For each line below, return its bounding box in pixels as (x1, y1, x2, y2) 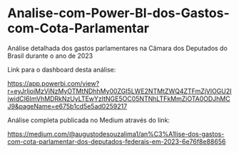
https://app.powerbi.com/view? (7, 79, 100, 87)
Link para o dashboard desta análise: (7, 65, 116, 74)
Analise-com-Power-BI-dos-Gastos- (7, 5, 230, 21)
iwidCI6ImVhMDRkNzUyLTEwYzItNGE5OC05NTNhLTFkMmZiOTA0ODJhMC (7, 94, 230, 103)
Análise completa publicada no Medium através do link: (7, 116, 170, 124)
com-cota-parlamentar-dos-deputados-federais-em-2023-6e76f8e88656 (7, 137, 226, 146)
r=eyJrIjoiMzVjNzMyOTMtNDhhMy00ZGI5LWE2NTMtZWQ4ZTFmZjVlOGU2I (7, 87, 232, 95)
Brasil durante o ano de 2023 (7, 51, 93, 60)
